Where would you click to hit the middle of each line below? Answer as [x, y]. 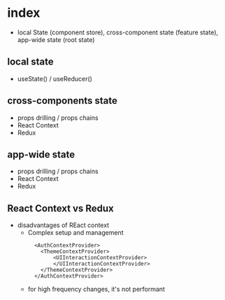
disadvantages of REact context [63, 225]
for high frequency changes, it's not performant [96, 289]
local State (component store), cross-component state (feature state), [118, 32]
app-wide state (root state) [56, 39]
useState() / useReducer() [55, 79]
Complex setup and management [75, 233]
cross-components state [62, 101]
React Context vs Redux [60, 208]
